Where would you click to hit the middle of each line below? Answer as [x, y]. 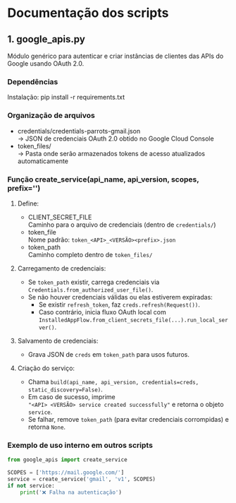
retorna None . [46, 427]
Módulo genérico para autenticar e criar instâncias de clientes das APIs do [116, 56]
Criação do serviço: [46, 368]
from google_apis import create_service [68, 460]
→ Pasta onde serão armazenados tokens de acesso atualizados [111, 153]
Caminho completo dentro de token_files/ [90, 254]
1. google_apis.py [46, 39]
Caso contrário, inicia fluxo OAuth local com [103, 312]
